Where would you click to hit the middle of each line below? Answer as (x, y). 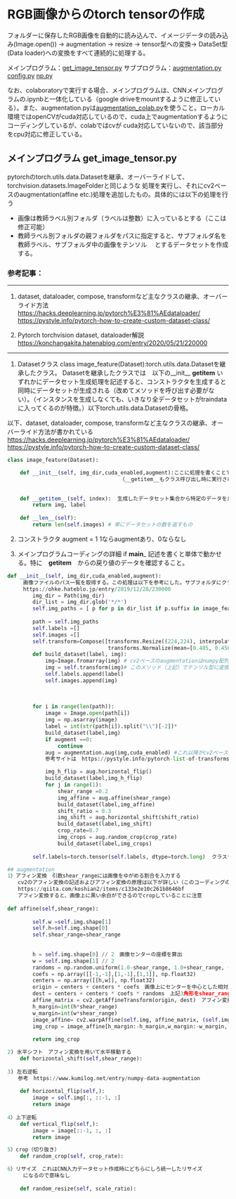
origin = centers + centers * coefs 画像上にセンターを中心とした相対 (130, 987)
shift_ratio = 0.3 (84, 811)
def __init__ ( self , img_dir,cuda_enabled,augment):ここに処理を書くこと (123, 473)
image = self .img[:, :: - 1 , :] (77, 1098)
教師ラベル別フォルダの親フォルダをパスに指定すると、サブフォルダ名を (122, 236)
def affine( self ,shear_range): (53, 909)
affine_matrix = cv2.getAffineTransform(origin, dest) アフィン (127, 1000)
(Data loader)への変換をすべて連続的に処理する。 (78, 53)
